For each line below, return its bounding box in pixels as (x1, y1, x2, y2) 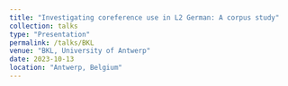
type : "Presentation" (9, 30, 91, 39)
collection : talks (9, 21, 78, 30)
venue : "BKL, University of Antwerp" (9, 47, 151, 56)
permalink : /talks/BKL (9, 38, 94, 47)
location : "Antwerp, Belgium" (9, 64, 123, 73)
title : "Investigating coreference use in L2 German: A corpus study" (9, 13, 280, 22)
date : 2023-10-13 (9, 55, 75, 64)
